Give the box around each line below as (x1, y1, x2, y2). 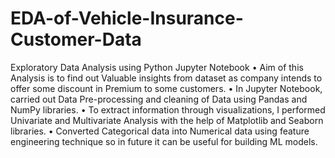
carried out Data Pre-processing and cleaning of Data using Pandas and (10, 93, 308, 105)
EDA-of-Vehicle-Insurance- (10, 7, 244, 30)
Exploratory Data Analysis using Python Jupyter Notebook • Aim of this (10, 61, 304, 73)
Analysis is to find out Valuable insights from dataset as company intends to (10, 72, 323, 84)
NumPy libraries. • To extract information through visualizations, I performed (10, 103, 326, 116)
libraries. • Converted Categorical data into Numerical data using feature (10, 125, 310, 137)
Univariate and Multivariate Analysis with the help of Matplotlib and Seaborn (10, 114, 324, 126)
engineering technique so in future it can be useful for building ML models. (10, 135, 318, 147)
